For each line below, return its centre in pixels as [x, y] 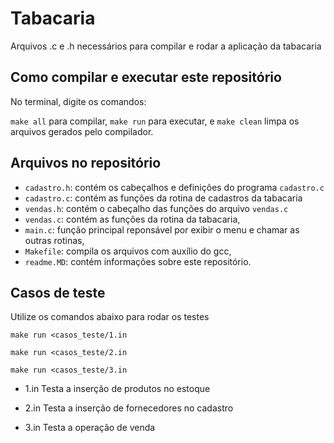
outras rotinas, [54, 240]
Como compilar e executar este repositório [146, 77]
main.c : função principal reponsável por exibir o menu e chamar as [162, 229]
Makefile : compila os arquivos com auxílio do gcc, [128, 251]
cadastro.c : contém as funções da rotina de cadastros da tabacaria [163, 198]
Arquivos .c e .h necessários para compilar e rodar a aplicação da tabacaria [166, 46]
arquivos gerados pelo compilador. [82, 131]
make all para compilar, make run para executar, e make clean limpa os [155, 121]
